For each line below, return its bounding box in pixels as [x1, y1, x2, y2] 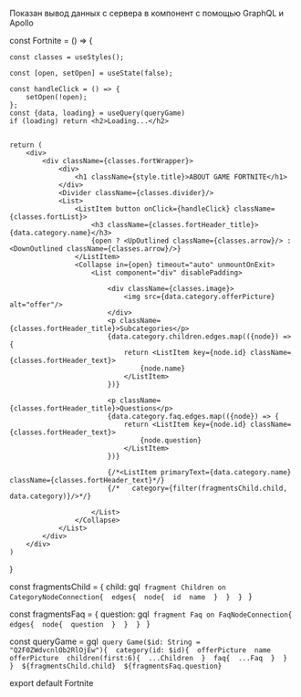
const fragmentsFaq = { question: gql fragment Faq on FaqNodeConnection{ [9, 609, 293, 619]
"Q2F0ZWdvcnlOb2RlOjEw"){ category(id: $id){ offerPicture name [9, 646, 272, 655]
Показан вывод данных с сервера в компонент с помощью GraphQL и [9, 8, 285, 18]
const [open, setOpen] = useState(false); [9, 68, 173, 78]
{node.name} [140, 364, 185, 373]
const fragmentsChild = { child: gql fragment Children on [9, 581, 226, 592]
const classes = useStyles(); [9, 53, 125, 62]
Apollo [9, 17, 34, 28]
